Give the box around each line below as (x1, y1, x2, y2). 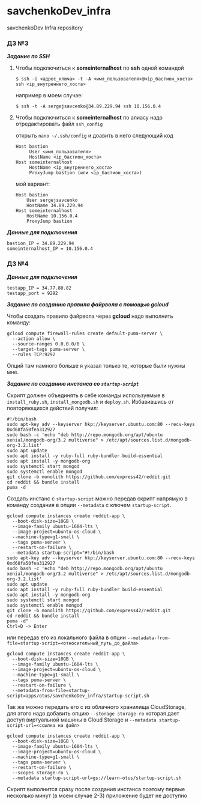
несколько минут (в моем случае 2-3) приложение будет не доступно (7, 792, 188, 799)
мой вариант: (15, 180, 50, 187)
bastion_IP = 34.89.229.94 (7, 240, 74, 247)
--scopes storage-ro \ (12, 770, 69, 776)
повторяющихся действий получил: (7, 404, 98, 412)
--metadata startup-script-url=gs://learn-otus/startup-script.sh (12, 775, 182, 781)
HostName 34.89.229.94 (26, 202, 83, 208)
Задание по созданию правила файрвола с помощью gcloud (7, 300, 169, 308)
